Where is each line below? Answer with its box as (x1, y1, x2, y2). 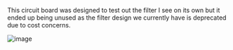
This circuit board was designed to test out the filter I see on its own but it (7, 6, 220, 14)
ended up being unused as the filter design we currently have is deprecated (7, 13, 227, 22)
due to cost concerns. (7, 21, 72, 29)
